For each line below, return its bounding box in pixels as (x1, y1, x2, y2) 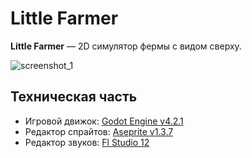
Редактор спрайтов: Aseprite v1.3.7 (24, 125, 174, 137)
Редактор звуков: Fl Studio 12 (24, 136, 150, 148)
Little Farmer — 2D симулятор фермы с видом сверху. (10, 40, 242, 52)
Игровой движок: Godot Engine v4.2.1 (24, 115, 184, 127)
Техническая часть (10, 88, 138, 106)
